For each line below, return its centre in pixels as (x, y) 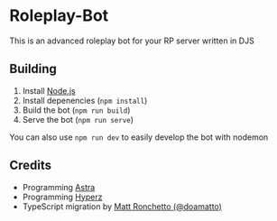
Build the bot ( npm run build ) (76, 110)
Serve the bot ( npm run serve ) (78, 119)
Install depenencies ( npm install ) (85, 100)
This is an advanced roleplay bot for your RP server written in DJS (132, 41)
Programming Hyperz (62, 197)
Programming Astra (59, 187)
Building (33, 69)
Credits (31, 166)
